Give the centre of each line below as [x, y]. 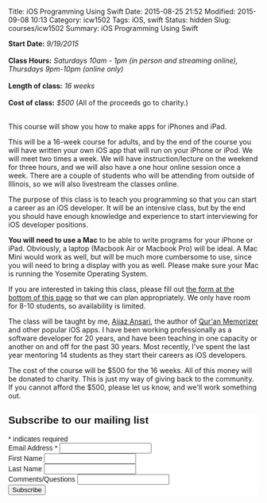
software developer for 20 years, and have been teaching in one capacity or [133, 338]
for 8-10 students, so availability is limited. [77, 306]
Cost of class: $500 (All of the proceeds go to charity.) [99, 103]
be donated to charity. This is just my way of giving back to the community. [131, 379]
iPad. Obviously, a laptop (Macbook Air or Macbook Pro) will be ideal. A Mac [133, 248]
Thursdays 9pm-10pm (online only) [66, 69]
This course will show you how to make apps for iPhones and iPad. [118, 127]
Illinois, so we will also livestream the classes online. [94, 184]
